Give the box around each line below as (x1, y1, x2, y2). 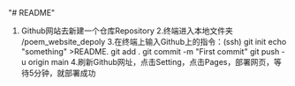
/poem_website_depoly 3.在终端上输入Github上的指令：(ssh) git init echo (20, 37, 287, 47)
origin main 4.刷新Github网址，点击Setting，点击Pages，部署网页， (28, 57, 275, 67)
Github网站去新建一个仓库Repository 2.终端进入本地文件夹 (20, 25, 233, 36)
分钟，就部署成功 (34, 68, 96, 78)
